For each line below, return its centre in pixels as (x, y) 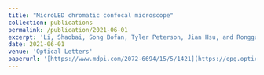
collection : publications (50, 23)
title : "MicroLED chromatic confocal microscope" (91, 15)
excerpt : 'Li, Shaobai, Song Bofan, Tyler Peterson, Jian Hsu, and (121, 37)
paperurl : (24, 59)
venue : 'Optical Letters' (50, 52)
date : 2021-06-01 (37, 45)
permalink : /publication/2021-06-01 (68, 30)
